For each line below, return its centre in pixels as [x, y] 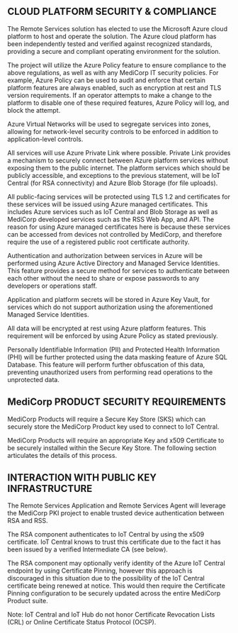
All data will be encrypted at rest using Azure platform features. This [107, 328]
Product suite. [28, 601]
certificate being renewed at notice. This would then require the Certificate [116, 586]
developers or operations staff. [52, 286]
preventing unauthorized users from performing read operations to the [110, 372]
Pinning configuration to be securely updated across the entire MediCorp [114, 593]
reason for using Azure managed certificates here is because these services [119, 227]
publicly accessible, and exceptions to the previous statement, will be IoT [114, 175]
